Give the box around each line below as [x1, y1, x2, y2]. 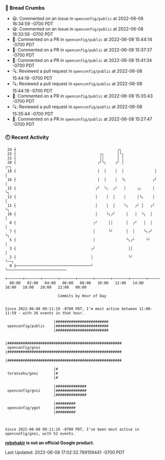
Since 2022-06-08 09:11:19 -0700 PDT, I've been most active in [5, 427, 139, 432]
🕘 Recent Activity [5, 134, 49, 141]
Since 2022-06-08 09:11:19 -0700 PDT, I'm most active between [5, 306, 137, 311]
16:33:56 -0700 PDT [12, 31, 54, 37]
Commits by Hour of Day [57, 293, 107, 298]
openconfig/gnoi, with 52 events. [5, 431, 76, 436]
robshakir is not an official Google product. [5, 440, 94, 446]
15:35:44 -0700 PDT [12, 111, 54, 117]
